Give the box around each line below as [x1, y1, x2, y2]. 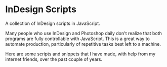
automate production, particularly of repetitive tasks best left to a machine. [5, 41, 161, 47]
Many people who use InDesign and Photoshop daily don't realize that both [5, 30, 162, 36]
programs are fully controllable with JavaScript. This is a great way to [5, 36, 150, 42]
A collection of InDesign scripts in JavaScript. [5, 20, 100, 26]
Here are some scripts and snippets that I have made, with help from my [5, 51, 156, 57]
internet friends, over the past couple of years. [5, 56, 103, 62]
